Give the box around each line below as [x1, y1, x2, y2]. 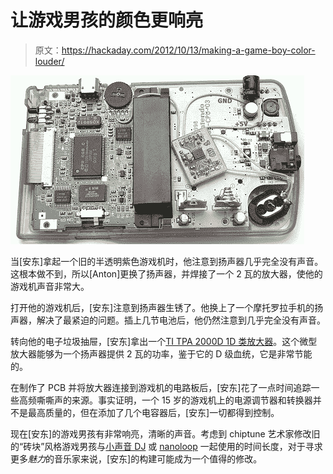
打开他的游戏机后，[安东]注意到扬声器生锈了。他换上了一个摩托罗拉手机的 [10, 301, 315, 313]
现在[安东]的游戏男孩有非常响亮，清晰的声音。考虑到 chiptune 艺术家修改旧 [10, 427, 321, 440]
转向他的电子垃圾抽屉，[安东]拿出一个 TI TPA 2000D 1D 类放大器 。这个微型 [10, 335, 318, 347]
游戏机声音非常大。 [10, 280, 90, 292]
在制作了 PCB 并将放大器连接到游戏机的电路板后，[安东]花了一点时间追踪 [10, 381, 312, 393]
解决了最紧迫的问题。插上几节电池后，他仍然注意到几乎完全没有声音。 [36, 314, 326, 326]
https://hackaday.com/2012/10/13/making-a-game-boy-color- [61, 44, 316, 56]
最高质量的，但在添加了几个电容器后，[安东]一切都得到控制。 [27, 406, 280, 418]
